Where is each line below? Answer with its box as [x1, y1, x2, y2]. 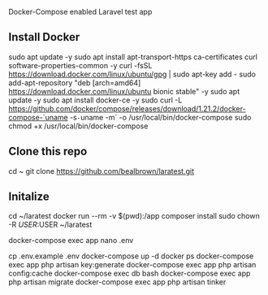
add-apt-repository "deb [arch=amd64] [8, 77, 141, 88]
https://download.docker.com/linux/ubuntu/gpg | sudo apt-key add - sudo [8, 69, 256, 79]
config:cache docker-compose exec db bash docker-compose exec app [8, 268, 251, 279]
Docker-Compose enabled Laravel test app [8, 7, 153, 16]
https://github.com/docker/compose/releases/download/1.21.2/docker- [8, 103, 246, 113]
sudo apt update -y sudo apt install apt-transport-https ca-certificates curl [8, 52, 258, 62]
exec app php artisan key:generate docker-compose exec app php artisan [8, 260, 257, 270]
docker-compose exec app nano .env [8, 236, 134, 245]
